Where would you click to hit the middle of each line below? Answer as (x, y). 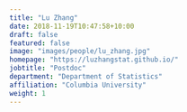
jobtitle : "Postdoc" (48, 69)
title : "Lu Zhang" (44, 18)
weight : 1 (28, 93)
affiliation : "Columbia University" (78, 85)
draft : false (34, 34)
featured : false (40, 43)
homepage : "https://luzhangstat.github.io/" (94, 60)
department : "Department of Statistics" (86, 77)
